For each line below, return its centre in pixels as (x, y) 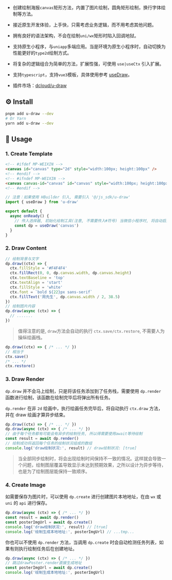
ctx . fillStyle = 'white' (36, 287)
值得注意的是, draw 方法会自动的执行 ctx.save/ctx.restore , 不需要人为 (91, 331)
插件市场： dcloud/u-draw (40, 85)
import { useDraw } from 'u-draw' (42, 202)
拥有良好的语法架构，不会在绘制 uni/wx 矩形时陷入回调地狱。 (76, 36)
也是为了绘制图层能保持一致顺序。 (54, 471)
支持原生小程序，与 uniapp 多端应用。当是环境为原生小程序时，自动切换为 (89, 47)
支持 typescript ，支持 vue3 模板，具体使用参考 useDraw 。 (72, 75)
